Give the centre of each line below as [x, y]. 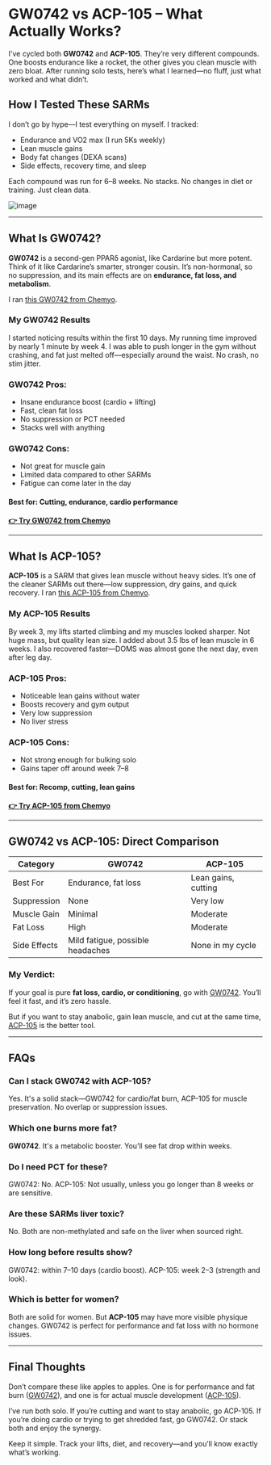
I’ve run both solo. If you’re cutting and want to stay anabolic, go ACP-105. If [135, 1411]
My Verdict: [32, 975]
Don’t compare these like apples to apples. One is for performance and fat [132, 1387]
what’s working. [35, 1452]
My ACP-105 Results [50, 614]
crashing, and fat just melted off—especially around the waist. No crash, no [134, 355]
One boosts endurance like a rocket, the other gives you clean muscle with [132, 62]
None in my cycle [223, 946]
